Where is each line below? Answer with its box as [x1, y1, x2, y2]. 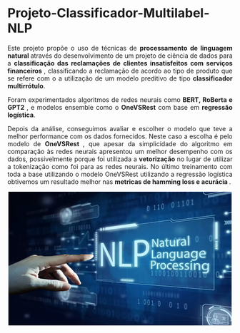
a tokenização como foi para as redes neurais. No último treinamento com [7, 162, 233, 170]
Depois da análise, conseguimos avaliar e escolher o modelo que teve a [7, 124, 233, 133]
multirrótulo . [7, 81, 46, 90]
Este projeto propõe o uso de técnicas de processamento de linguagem [7, 43, 233, 52]
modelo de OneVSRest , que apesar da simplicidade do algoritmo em [7, 139, 233, 148]
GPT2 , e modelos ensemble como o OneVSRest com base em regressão [7, 103, 233, 111]
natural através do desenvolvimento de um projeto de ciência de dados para [7, 51, 234, 60]
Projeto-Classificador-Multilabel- [7, 5, 210, 21]
